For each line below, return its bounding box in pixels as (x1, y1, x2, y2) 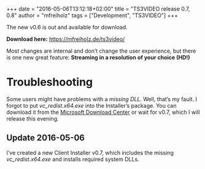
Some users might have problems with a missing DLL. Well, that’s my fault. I (6, 95, 198, 103)
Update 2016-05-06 (6, 133, 85, 143)
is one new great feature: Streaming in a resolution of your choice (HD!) (6, 54, 190, 61)
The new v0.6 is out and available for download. (6, 24, 128, 31)
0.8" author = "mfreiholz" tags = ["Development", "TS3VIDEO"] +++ (6, 12, 179, 19)
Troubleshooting (6, 75, 93, 89)
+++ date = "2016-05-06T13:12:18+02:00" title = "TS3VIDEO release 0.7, (6, 6, 190, 12)
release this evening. (6, 115, 60, 122)
